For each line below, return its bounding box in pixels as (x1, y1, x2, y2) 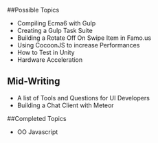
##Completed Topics (7, 114, 67, 122)
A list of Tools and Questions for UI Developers (16, 93, 150, 102)
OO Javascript (16, 127, 58, 136)
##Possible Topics (7, 6, 60, 14)
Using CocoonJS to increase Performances (16, 41, 140, 49)
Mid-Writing (7, 76, 60, 87)
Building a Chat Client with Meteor (16, 101, 115, 109)
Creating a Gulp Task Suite (16, 27, 93, 34)
